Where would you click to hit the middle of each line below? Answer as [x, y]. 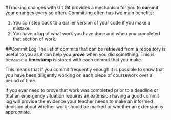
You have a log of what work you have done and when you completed [86, 33]
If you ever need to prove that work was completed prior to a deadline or [82, 90]
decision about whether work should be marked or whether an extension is [84, 106]
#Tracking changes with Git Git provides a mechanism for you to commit [82, 7]
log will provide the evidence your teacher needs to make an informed [79, 101]
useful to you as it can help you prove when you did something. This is [80, 54]
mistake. [22, 28]
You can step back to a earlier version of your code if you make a [81, 23]
